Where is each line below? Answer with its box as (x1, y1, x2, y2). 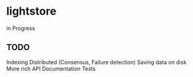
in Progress (6, 24, 35, 32)
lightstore (6, 4, 57, 18)
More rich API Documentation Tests (6, 65, 96, 72)
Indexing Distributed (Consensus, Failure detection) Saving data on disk (6, 58, 187, 65)
